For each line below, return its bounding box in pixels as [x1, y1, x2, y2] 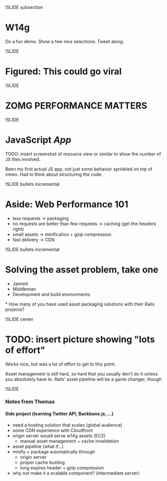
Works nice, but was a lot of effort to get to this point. [5, 361, 116, 367]
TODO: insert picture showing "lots [5, 334, 155, 345]
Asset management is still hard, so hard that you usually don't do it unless [5, 370, 158, 376]
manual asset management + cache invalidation [20, 438, 119, 444]
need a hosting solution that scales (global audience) [12, 422, 122, 428]
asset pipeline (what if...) [12, 443, 64, 449]
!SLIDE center [5, 316, 34, 322]
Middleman [12, 286, 36, 292]
